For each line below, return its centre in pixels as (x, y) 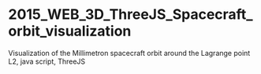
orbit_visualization (70, 31)
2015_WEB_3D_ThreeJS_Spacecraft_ (131, 15)
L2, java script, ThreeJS (47, 61)
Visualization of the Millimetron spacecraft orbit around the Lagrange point (129, 53)
